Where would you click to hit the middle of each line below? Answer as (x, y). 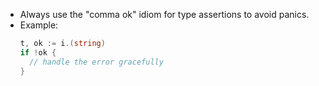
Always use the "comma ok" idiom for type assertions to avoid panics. (164, 14)
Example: (39, 25)
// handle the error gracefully (96, 62)
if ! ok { (38, 52)
